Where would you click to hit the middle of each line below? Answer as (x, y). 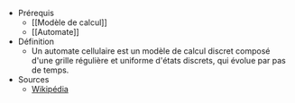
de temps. (50, 70)
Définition (36, 41)
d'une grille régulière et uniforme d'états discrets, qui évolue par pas (158, 60)
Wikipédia (50, 89)
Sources (33, 79)
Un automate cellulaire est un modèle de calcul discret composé (151, 51)
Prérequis (36, 13)
